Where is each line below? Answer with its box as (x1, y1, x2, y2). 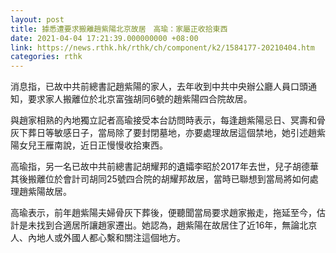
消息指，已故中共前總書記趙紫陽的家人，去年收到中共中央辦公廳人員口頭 (10, 81, 308, 93)
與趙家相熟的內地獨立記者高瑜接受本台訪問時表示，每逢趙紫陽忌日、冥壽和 (10, 114, 317, 126)
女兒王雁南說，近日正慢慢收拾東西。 (18, 139, 168, 151)
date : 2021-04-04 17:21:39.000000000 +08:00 (10, 33, 199, 43)
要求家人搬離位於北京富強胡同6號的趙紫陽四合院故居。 (27, 93, 253, 105)
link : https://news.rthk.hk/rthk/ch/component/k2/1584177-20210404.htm (10, 42, 315, 53)
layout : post (10, 14, 65, 25)
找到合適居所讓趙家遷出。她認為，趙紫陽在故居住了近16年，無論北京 (36, 219, 318, 231)
